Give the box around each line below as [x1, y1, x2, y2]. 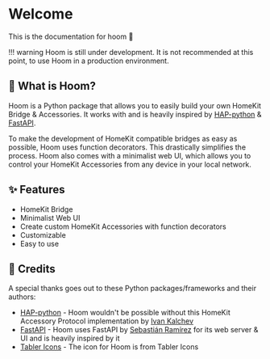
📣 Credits [8, 262, 56, 276]
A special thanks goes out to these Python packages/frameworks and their [8, 284, 256, 294]
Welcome [8, 5, 73, 23]
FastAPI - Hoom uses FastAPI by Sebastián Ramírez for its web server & [19, 325, 259, 335]
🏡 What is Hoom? [8, 79, 97, 93]
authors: [8, 292, 36, 302]
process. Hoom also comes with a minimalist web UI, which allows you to [8, 150, 251, 160]
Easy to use [19, 239, 59, 248]
